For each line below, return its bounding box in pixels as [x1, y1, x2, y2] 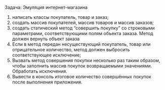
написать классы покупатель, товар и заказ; [12, 14, 109, 20]
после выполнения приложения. [12, 79, 82, 85]
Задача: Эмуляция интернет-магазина [5, 5, 88, 10]
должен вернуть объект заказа [12, 36, 80, 42]
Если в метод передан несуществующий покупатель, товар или [12, 41, 151, 47]
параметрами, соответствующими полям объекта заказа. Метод [12, 31, 153, 36]
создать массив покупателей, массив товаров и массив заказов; [12, 20, 154, 25]
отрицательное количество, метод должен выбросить [12, 47, 130, 52]
